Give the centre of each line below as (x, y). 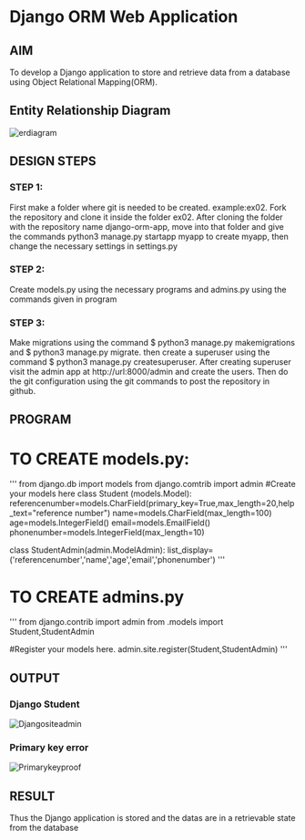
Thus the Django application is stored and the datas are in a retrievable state (152, 818)
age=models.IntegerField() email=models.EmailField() (110, 523)
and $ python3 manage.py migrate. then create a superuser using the (140, 352)
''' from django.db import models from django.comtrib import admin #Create (152, 484)
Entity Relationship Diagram (90, 111)
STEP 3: (27, 323)
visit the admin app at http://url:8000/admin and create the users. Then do (149, 372)
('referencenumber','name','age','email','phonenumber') (112, 560)
